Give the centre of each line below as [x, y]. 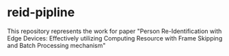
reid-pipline [41, 12]
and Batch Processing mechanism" [56, 45]
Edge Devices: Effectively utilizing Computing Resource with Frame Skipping [115, 38]
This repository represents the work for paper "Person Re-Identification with [114, 31]
